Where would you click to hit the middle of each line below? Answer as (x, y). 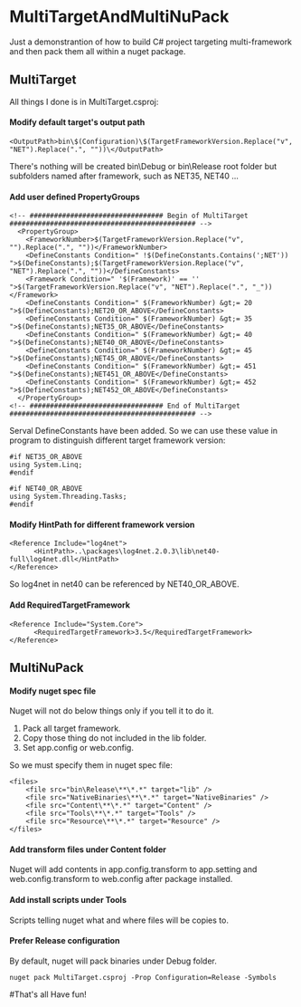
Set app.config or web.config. (78, 748)
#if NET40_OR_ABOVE (46, 489)
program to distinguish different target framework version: (118, 440)
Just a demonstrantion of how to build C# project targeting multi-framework (150, 42)
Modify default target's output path (77, 122)
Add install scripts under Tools (68, 899)
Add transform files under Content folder (88, 849)
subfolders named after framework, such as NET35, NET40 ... (124, 176)
